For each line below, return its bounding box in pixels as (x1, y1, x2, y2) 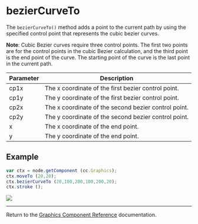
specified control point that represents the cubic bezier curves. (6, 29, 159, 37)
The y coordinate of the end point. (44, 131, 139, 140)
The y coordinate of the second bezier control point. (44, 113, 189, 121)
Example (6, 152, 39, 162)
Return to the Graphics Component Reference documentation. (6, 211, 157, 219)
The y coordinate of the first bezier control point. (44, 93, 179, 101)
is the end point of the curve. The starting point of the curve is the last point (6, 54, 190, 61)
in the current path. (6, 60, 53, 67)
